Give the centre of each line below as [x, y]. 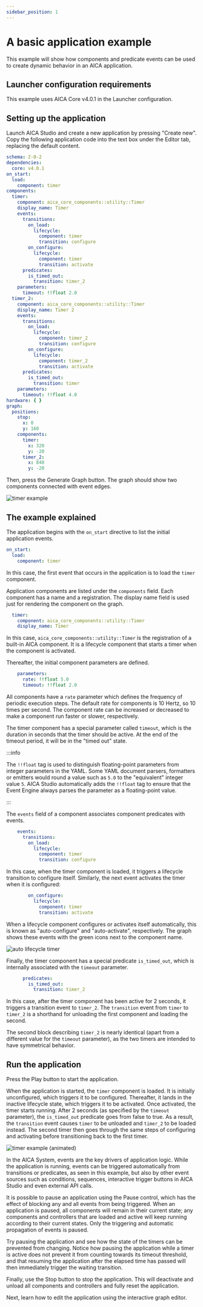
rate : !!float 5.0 [45, 679]
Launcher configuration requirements [79, 84]
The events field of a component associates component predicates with [96, 814]
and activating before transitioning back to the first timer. [77, 1137]
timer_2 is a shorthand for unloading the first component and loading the [97, 1014]
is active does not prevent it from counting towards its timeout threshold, [97, 1255]
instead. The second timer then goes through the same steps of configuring [101, 1130]
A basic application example [79, 42]
